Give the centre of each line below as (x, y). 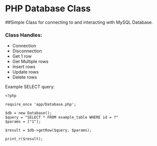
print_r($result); (24, 139)
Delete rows (25, 77)
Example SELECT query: (30, 87)
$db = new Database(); (28, 113)
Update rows (25, 72)
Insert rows (24, 67)
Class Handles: (24, 35)
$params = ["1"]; (23, 122)
